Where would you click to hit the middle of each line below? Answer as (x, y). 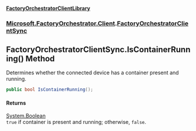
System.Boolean (26, 116)
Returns (16, 103)
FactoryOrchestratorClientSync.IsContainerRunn (98, 49)
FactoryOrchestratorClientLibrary (48, 8)
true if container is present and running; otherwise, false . (76, 122)
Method (40, 58)
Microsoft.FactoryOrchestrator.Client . (62, 23)
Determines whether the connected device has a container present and (93, 73)
